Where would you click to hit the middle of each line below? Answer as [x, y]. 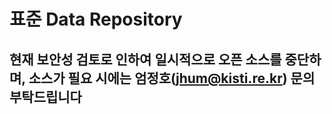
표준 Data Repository [96, 19]
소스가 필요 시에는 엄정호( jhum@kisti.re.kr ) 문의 [172, 78]
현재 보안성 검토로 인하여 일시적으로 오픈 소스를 [145, 59]
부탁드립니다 [45, 96]
